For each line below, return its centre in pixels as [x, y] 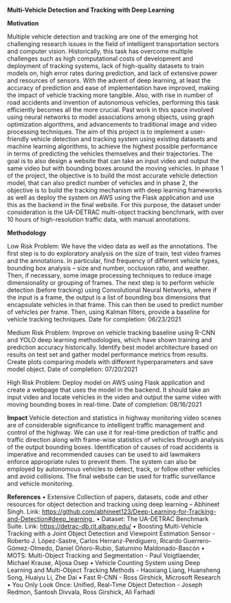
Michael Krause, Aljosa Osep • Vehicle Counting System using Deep [104, 563]
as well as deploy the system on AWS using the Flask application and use [111, 198]
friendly [18, 139]
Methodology [27, 233]
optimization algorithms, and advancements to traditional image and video [112, 124]
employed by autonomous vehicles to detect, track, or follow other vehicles [114, 469]
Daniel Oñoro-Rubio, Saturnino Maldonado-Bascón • [130, 548]
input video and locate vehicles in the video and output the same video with [114, 397]
